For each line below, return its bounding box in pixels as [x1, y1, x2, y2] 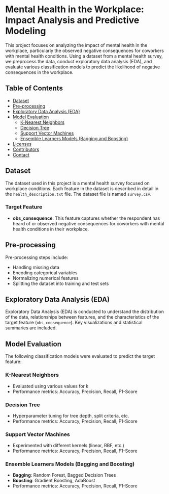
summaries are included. [5, 325, 57, 331]
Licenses [12, 141, 32, 147]
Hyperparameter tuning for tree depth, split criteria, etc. [12, 412, 129, 419]
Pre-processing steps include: [5, 254, 69, 261]
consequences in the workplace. [5, 69, 74, 75]
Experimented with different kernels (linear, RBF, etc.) [12, 443, 124, 449]
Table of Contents [5, 84, 63, 93]
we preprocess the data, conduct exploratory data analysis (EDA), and [5, 58, 152, 64]
